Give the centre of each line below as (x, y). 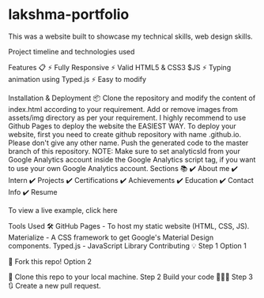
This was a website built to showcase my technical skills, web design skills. (130, 36)
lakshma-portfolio (69, 15)
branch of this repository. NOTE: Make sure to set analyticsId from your (124, 151)
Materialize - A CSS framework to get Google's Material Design (111, 237)
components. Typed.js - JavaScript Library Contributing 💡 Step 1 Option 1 (127, 245)
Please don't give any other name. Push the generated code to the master (128, 143)
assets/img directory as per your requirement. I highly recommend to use (127, 117)
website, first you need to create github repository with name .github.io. (125, 134)
